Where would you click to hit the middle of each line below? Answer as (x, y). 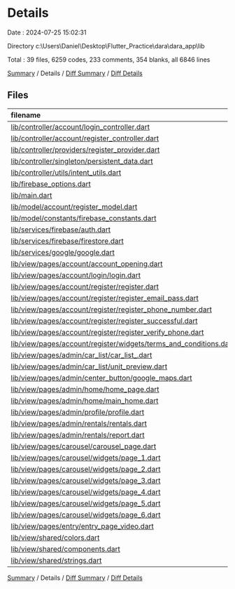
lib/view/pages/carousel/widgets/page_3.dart (86, 480)
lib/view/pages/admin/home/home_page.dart (85, 389)
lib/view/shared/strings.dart (56, 560)
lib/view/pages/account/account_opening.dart (87, 263)
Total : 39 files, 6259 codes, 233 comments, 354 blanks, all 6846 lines (109, 59)
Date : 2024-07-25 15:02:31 (47, 32)
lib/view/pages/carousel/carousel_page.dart (84, 446)
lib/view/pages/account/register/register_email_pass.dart (105, 298)
